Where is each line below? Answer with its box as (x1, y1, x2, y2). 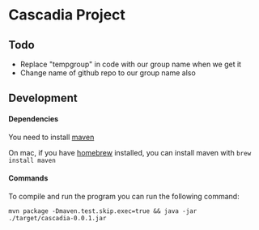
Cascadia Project (8, 6, 125, 24)
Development (8, 92, 79, 105)
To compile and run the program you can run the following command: (8, 191, 240, 201)
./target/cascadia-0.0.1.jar (8, 214, 107, 222)
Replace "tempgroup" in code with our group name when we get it (19, 59, 241, 69)
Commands (8, 173, 49, 183)
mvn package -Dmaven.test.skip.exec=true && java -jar (8, 207, 197, 215)
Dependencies (8, 113, 59, 123)
